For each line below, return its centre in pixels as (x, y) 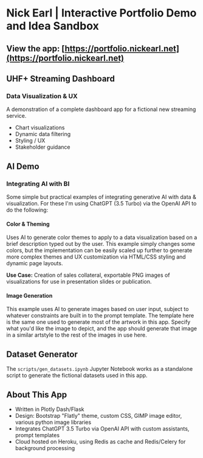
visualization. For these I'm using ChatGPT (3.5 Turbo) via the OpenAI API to (101, 203)
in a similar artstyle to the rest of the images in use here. (77, 335)
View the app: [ (36, 48)
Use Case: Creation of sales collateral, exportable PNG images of (88, 275)
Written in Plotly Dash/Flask (50, 409)
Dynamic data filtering (43, 134)
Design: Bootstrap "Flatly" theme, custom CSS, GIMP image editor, (98, 415)
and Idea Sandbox (53, 26)
